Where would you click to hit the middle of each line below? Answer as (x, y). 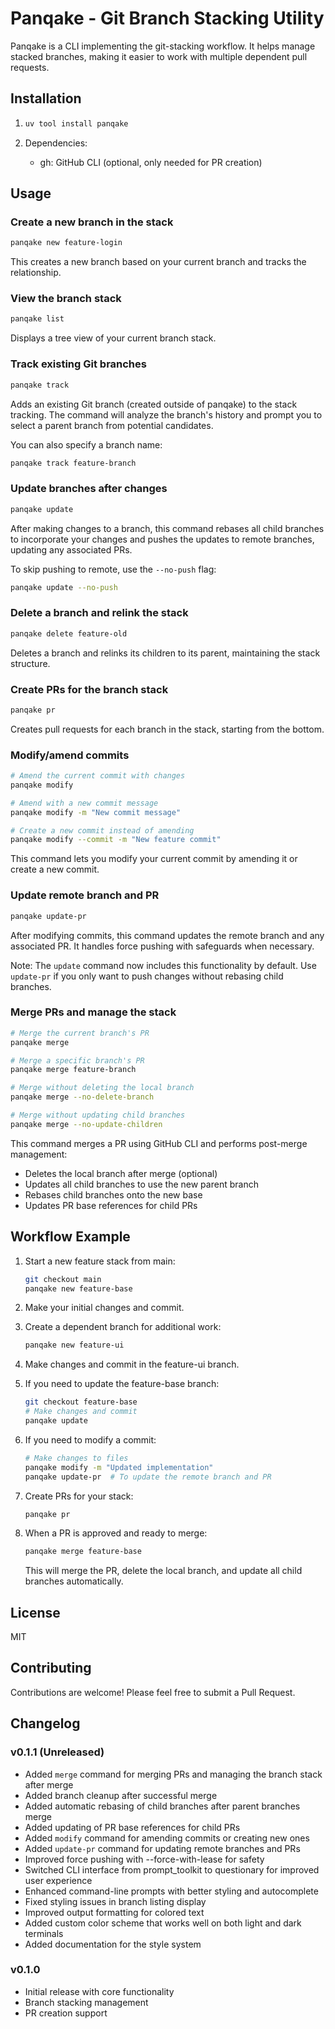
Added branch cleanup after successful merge (121, 1795)
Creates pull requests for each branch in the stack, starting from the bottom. (167, 729)
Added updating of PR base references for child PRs (132, 1827)
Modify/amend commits (70, 755)
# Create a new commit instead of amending (102, 830)
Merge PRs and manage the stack (93, 1012)
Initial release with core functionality (99, 1991)
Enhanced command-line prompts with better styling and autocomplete (171, 1891)
